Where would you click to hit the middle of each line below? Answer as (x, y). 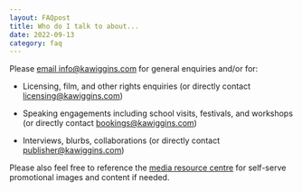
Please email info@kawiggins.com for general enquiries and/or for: (134, 69)
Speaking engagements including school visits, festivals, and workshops (158, 113)
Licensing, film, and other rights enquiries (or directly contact (137, 86)
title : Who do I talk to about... (75, 26)
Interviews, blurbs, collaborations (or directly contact (121, 140)
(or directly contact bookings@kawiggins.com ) (109, 123)
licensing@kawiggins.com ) (73, 96)
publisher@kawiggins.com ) (73, 150)
